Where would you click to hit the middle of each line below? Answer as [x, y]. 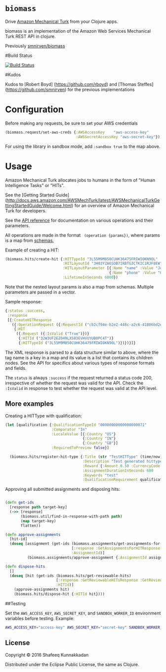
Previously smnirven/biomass [35, 46]
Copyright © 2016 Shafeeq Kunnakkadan [47, 655]
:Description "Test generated [113, 461]
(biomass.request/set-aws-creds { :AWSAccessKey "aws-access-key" [77, 132]
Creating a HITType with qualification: [44, 416]
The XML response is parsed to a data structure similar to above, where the [82, 352]
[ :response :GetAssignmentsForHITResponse [116, 548]
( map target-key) [38, 521]
